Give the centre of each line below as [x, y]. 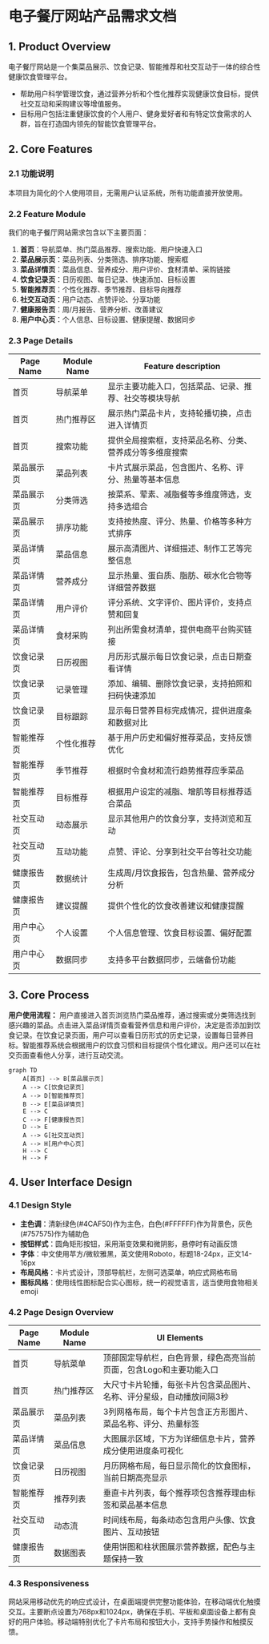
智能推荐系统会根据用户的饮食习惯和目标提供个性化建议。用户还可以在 [138, 1045]
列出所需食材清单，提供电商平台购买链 [180, 629]
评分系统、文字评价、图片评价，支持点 [180, 603]
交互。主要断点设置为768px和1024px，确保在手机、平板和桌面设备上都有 [129, 1612]
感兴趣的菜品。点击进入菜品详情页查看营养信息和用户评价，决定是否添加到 [131, 1025]
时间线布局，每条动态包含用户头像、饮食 [179, 1520]
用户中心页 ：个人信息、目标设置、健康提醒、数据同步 [108, 319]
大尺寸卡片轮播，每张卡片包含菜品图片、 [179, 1385]
